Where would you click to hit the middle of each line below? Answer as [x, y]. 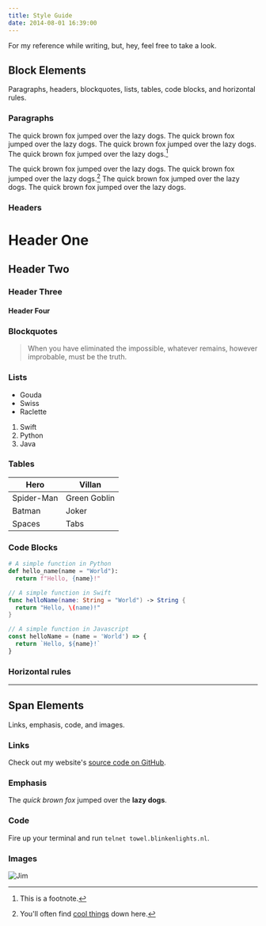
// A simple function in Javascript [68, 629]
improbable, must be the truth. [77, 357]
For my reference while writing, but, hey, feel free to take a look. [112, 45]
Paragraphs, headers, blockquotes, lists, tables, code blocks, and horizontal [132, 89]
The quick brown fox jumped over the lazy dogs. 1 [88, 153]
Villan [90, 484]
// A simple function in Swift [60, 593]
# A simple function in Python [60, 564]
